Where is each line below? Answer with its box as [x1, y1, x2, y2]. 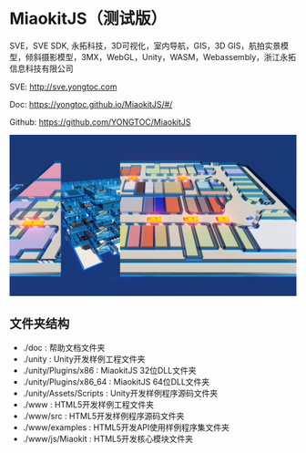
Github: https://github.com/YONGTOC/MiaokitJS [9, 116, 191, 128]
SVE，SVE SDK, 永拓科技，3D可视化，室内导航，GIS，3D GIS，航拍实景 [9, 40, 281, 51]
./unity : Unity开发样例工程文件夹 [22, 353, 146, 365]
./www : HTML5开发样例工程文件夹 [22, 398, 155, 410]
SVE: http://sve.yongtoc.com [9, 81, 117, 92]
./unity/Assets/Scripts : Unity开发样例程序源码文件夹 [22, 387, 219, 398]
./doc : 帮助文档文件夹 [22, 342, 106, 353]
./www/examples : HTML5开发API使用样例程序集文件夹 [22, 421, 229, 433]
